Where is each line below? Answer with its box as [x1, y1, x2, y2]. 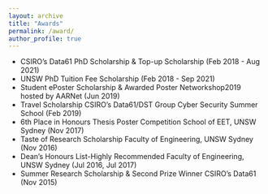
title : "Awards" [8, 19, 63, 28]
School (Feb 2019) [19, 109, 82, 119]
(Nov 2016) [19, 143, 58, 153]
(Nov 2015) [19, 178, 58, 188]
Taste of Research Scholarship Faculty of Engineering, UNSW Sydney [19, 135, 254, 144]
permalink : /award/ [8, 27, 75, 35]
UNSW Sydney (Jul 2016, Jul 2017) [19, 160, 137, 170]
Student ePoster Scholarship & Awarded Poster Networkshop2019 [19, 83, 241, 93]
